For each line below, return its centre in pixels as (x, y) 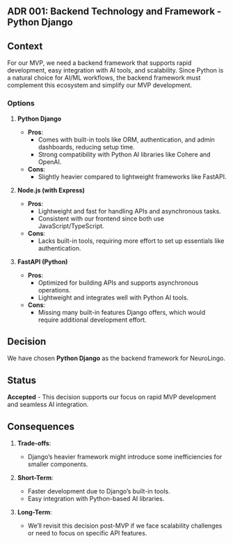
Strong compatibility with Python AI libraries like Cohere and (124, 154)
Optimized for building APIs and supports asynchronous (118, 283)
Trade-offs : (34, 443)
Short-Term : (35, 477)
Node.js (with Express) (51, 190)
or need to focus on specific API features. (87, 533)
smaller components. (58, 464)
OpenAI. (50, 162)
